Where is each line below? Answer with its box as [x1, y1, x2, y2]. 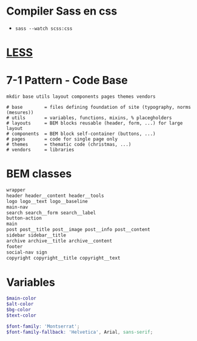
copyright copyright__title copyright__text [6, 255, 121, 261]
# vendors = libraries [6, 147, 75, 153]
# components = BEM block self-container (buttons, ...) [6, 131, 156, 137]
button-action [6, 215, 42, 221]
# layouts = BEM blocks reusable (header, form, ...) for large [6, 120, 183, 126]
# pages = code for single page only [6, 136, 118, 142]
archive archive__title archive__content [6, 238, 113, 244]
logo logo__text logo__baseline [6, 198, 88, 204]
